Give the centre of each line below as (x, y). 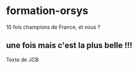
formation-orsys (47, 11)
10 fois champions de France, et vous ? (53, 27)
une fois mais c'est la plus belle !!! (69, 45)
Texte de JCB (23, 59)
